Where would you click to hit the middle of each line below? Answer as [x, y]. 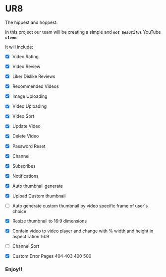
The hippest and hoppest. [31, 22]
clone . [11, 37]
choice [19, 211]
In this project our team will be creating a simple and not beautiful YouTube [83, 32]
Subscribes [24, 166]
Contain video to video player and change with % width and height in [83, 231]
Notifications [25, 176]
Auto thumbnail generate [38, 186]
